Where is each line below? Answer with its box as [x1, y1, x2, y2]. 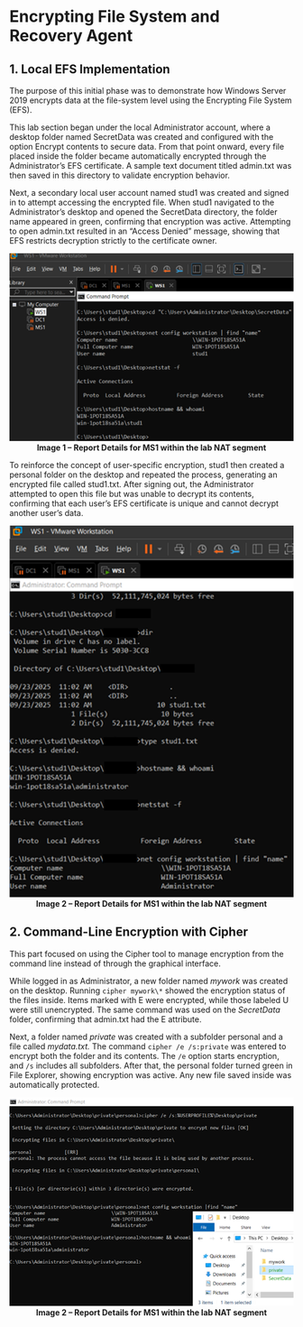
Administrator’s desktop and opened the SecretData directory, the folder [9, 207, 278, 217]
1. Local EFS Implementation [9, 61, 170, 77]
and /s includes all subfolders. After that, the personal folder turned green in [9, 1060, 293, 1071]
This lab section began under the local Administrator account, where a [9, 122, 271, 133]
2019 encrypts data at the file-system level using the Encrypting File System [9, 95, 292, 106]
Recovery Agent [9, 25, 133, 46]
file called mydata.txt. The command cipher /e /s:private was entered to [9, 1040, 287, 1052]
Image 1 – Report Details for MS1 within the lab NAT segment [36, 442, 267, 453]
